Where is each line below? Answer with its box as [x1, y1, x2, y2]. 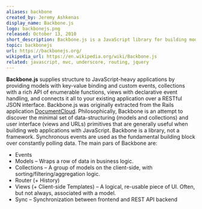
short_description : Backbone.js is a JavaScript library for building [6, 37, 187, 43]
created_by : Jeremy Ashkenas [6, 14, 79, 20]
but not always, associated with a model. [14, 189, 116, 196]
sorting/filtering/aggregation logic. [14, 170, 100, 177]
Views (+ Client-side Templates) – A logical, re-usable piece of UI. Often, [14, 183, 195, 190]
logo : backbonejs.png [6, 25, 61, 32]
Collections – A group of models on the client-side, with [14, 163, 153, 171]
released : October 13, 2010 [6, 31, 77, 37]
